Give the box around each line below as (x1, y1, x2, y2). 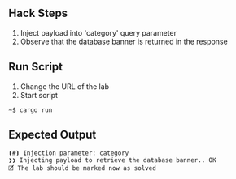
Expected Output (8, 128, 97, 142)
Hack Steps (8, 6, 68, 20)
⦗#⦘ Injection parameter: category (8, 149, 129, 157)
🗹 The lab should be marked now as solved (8, 164, 156, 173)
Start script (20, 90, 59, 100)
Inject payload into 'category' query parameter (20, 28, 177, 37)
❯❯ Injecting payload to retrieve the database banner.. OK (8, 156, 217, 164)
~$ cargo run (8, 105, 53, 114)
